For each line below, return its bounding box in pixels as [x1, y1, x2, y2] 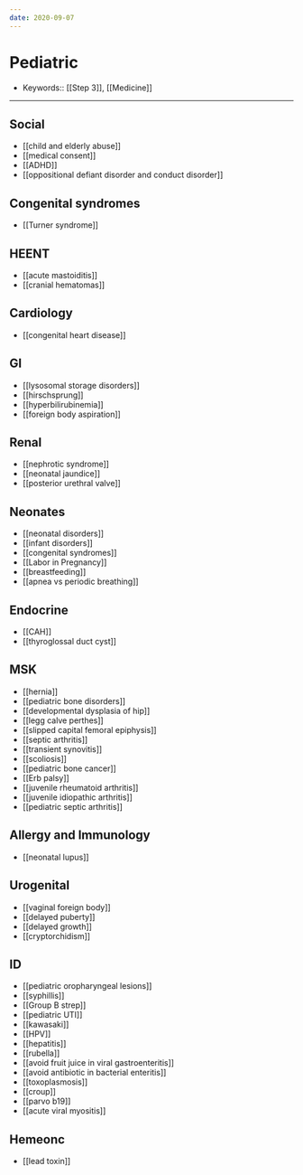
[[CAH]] [22, 626, 52, 637]
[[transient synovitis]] [22, 743, 103, 755]
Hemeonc [9, 1132, 66, 1147]
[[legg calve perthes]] [22, 715, 104, 726]
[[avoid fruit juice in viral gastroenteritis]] [22, 1057, 174, 1068]
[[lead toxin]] [22, 1156, 71, 1167]
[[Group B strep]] [22, 1000, 87, 1010]
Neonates [9, 503, 66, 520]
